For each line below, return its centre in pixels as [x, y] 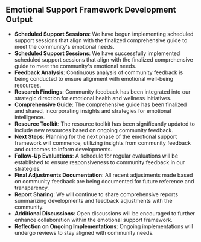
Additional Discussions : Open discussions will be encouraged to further [105, 213]
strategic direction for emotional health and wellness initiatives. [93, 98]
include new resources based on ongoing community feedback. [94, 130]
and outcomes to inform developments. [63, 149]
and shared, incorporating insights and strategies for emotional [93, 110]
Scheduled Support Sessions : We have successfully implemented [97, 53]
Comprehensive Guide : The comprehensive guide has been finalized [101, 104]
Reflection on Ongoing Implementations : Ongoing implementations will [104, 226]
